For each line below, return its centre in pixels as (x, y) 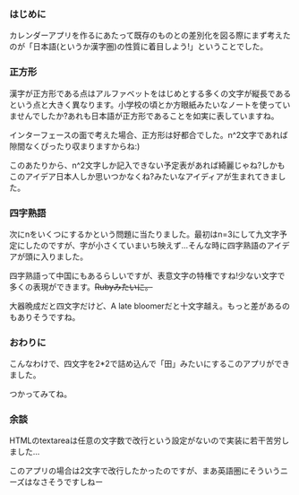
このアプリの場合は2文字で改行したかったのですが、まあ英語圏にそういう (145, 471)
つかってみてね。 (41, 394)
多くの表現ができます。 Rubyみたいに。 (81, 287)
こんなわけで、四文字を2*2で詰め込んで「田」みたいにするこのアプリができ (149, 364)
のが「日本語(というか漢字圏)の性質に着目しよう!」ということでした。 (139, 47)
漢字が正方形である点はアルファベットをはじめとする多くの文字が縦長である (150, 93)
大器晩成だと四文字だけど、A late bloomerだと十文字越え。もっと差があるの (150, 306)
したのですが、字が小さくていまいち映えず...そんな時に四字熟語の (145, 245)
